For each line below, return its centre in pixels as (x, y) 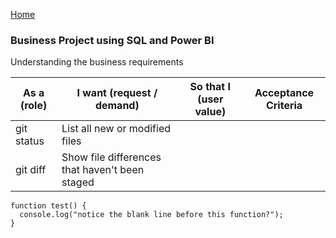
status (30, 141)
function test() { (48, 206)
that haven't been (103, 170)
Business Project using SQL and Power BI (112, 40)
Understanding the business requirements (97, 62)
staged (78, 182)
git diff (31, 170)
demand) (117, 106)
